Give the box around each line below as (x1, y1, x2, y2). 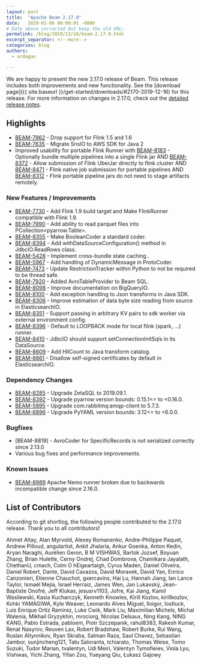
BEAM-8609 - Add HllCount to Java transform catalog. (14, 348, 151, 355)
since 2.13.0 (14, 443, 44, 451)
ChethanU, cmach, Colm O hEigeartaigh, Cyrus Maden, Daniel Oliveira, (6, 562, 181, 569)
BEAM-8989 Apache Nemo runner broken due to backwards (14, 478, 165, 486)
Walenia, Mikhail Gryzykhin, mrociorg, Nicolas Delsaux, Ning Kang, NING (6, 613, 186, 620)
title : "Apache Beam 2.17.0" (6, 14, 82, 20)
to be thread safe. (14, 271, 59, 278)
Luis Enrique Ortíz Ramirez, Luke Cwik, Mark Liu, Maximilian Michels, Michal (6, 606, 194, 614)
